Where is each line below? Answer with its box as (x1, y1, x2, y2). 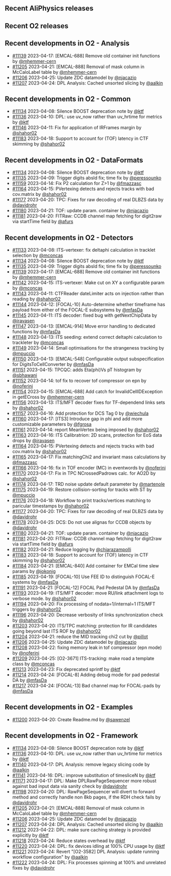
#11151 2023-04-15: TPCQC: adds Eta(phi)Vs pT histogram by (12, 366, 142, 373)
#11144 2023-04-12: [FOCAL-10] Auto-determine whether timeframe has (12, 301, 165, 308)
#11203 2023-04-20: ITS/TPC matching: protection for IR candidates (12, 623, 157, 629)
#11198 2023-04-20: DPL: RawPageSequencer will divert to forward (12, 788, 156, 794)
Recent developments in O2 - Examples (5, 703, 133, 711)
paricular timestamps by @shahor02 (12, 503, 89, 509)
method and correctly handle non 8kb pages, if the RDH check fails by (12, 794, 161, 800)
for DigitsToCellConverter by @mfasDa (12, 361, 94, 368)
